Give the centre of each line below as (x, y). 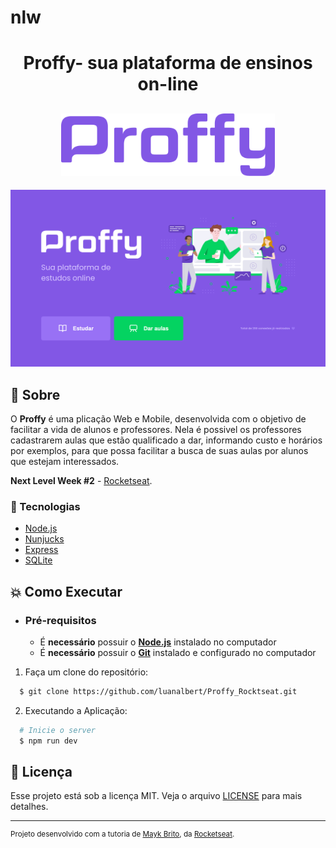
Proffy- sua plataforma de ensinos (168, 63)
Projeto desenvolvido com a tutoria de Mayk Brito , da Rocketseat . (122, 834)
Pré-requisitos (60, 620)
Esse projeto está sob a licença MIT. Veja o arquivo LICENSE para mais (156, 796)
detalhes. (29, 807)
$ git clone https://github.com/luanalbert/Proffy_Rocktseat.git (158, 691)
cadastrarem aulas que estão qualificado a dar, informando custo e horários (166, 440)
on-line (168, 84)
